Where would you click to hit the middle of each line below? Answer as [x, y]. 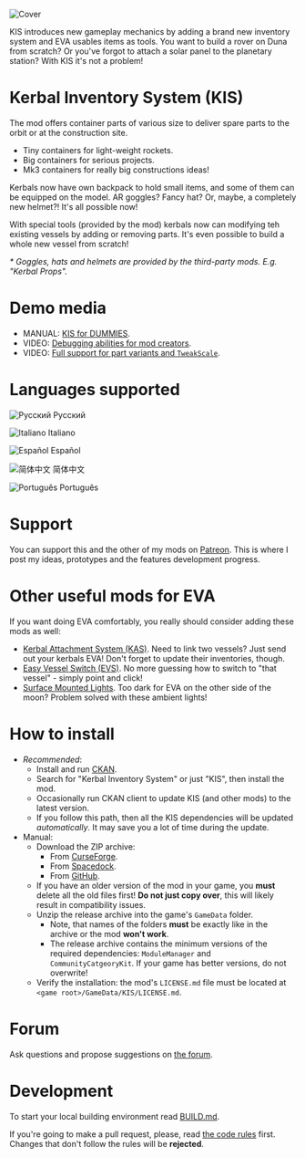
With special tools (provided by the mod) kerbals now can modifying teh [145, 224]
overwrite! [69, 973]
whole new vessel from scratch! [69, 244]
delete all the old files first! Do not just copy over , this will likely [155, 895]
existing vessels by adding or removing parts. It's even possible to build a [147, 234]
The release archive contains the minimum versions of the [158, 944]
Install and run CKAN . [76, 769]
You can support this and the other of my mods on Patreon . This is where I [149, 549]
